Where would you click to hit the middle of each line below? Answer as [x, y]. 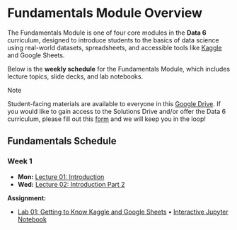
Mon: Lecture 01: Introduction [61, 177]
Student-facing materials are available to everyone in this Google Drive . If [114, 103]
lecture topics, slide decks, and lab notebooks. [75, 76]
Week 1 [20, 161]
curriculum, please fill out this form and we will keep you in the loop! [107, 119]
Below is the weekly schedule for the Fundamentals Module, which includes [119, 69]
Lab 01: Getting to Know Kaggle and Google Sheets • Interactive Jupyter [123, 212]
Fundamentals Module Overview [105, 13]
